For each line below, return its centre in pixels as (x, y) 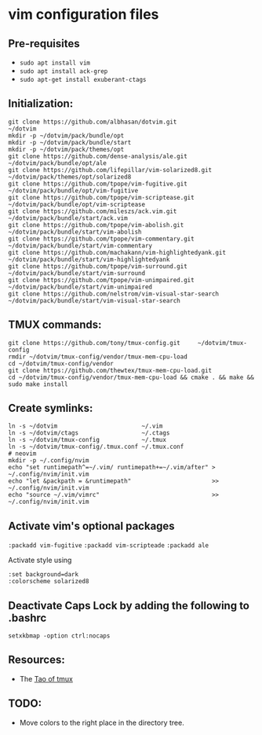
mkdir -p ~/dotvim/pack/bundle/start (70, 142)
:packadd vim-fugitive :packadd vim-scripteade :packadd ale (109, 546)
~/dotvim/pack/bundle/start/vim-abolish (75, 232)
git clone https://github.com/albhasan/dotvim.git (93, 122)
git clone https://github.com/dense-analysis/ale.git (98, 156)
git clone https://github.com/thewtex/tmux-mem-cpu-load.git (110, 370)
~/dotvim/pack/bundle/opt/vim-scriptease (77, 204)
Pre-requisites (44, 44)
